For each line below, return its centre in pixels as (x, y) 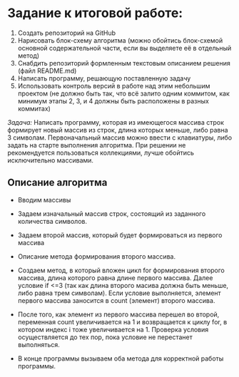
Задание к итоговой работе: (95, 13)
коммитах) (34, 108)
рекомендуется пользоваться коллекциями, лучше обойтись (101, 153)
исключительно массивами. (51, 160)
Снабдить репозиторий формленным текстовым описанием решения (124, 63)
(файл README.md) (47, 71)
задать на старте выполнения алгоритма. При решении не (97, 145)
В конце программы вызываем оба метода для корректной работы (121, 358)
